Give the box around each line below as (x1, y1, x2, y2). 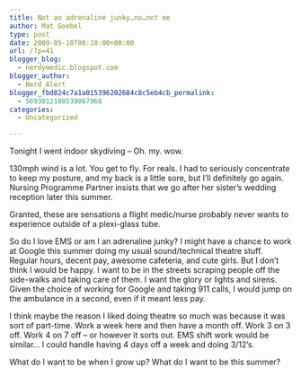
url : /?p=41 (9, 47, 54, 56)
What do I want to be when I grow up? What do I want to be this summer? (9, 356, 281, 368)
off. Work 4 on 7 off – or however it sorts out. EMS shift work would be (9, 329, 270, 341)
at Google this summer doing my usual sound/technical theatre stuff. (9, 246, 263, 257)
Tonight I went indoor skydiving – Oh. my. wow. (9, 145, 184, 157)
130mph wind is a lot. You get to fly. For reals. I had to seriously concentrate (9, 163, 290, 174)
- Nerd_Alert (17, 80, 66, 89)
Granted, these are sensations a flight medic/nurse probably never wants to (9, 209, 289, 220)
